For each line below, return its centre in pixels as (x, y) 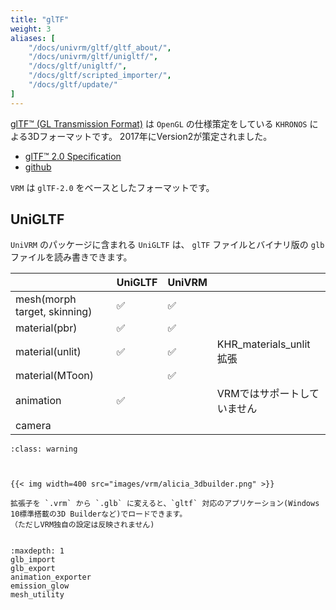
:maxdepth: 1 (37, 551)
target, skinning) (54, 312)
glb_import (33, 560)
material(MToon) (54, 376)
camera (33, 426)
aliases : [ (33, 38)
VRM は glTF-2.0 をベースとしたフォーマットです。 (112, 187)
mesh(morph (46, 299)
